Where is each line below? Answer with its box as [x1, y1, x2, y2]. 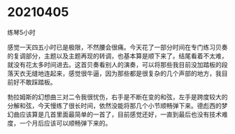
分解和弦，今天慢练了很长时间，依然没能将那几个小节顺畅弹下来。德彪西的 [7, 101, 222, 110]
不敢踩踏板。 [19, 77, 57, 86]
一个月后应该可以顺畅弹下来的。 [19, 119, 112, 127]
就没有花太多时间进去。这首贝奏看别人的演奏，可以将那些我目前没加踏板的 [7, 60, 222, 68]
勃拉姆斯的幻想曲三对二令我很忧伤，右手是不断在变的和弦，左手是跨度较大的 [7, 92, 228, 101]
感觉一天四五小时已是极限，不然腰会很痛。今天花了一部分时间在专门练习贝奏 [7, 43, 228, 51]
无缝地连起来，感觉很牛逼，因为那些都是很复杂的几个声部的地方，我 [25, 69, 222, 77]
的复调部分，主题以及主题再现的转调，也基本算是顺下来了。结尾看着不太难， [7, 52, 228, 60]
